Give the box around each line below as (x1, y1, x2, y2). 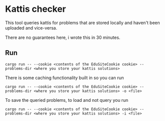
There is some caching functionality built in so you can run (5, 75, 124, 81)
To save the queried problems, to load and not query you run (5, 97, 129, 103)
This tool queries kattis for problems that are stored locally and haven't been (5, 20, 160, 26)
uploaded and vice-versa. (5, 25, 58, 30)
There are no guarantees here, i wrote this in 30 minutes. (5, 34, 121, 40)
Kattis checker (5, 3, 66, 15)
